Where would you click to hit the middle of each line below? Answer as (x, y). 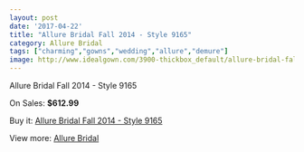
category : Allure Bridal (56, 43)
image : (22, 60)
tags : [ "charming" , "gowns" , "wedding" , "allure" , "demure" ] (119, 52)
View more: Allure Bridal (54, 138)
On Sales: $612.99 (44, 103)
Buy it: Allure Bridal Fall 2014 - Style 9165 (86, 120)
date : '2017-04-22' (46, 26)
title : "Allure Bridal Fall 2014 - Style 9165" (101, 34)
